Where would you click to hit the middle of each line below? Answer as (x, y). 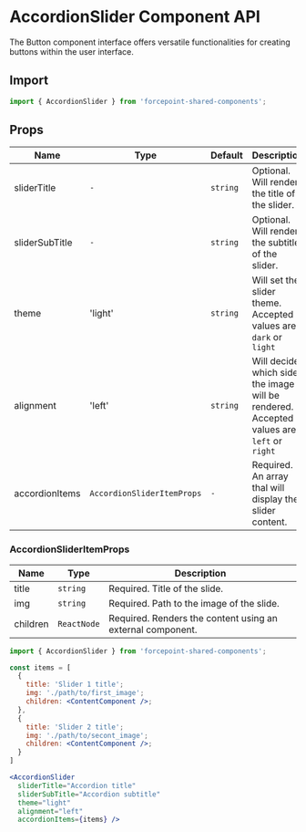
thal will (268, 488)
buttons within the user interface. (71, 51)
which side (275, 373)
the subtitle (276, 243)
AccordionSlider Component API (135, 17)
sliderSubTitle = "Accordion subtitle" (89, 794)
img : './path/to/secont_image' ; (87, 735)
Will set (268, 280)
